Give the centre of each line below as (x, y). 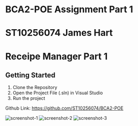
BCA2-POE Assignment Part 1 (69, 9)
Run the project (29, 98)
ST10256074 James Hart (59, 33)
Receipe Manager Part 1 (56, 56)
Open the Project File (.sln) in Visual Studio (58, 93)
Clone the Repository (35, 88)
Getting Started (30, 75)
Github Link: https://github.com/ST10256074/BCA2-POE (64, 108)
